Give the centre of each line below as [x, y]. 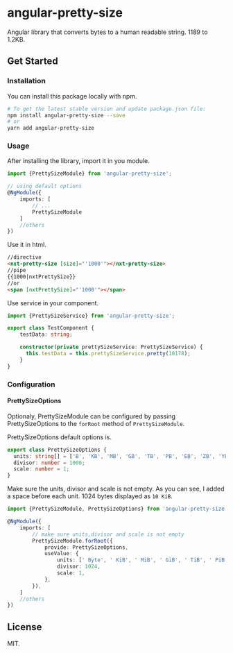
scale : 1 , [71, 573]
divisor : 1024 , [78, 567]
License [25, 627]
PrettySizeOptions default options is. [60, 437]
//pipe [17, 271]
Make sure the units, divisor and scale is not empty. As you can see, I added [116, 489]
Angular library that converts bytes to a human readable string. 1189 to [107, 32]
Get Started [33, 61]
